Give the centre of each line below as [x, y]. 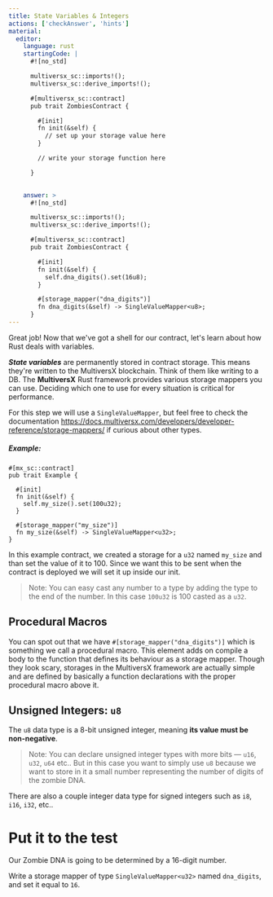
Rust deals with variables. [52, 346]
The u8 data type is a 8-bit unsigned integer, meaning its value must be [128, 730]
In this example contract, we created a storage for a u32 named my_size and [135, 554]
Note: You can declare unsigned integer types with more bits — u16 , [142, 754]
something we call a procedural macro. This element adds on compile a [128, 650]
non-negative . [33, 739]
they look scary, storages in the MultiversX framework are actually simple [132, 667]
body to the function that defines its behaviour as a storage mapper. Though [136, 659]
